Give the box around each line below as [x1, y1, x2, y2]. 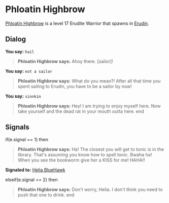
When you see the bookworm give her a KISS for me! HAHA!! [17, 157, 146, 163]
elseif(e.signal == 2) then [5, 176, 58, 183]
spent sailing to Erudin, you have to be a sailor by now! [17, 83, 132, 89]
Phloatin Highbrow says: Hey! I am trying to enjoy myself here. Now [17, 103, 161, 109]
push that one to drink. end [17, 191, 75, 198]
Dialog [5, 35, 26, 44]
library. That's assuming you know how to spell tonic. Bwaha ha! [17, 151, 152, 157]
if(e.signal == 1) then [5, 136, 49, 142]
